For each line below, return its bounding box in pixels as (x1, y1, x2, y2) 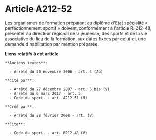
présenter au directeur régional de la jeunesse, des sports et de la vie (5, 30, 148, 36)
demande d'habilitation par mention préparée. (5, 41, 99, 47)
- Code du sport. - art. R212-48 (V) (9, 130, 88, 135)
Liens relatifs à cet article (5, 51, 59, 57)
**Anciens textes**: (5, 60, 48, 65)
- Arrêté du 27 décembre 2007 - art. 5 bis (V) (9, 86, 110, 92)
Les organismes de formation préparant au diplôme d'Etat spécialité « (5, 20, 148, 26)
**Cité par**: (5, 78, 35, 83)
